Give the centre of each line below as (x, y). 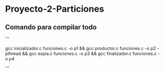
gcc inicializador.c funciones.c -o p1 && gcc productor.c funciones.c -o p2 (81, 48)
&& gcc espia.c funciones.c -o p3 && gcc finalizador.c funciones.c (89, 53)
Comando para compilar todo (51, 27)
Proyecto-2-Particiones (55, 9)
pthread (13, 53)
